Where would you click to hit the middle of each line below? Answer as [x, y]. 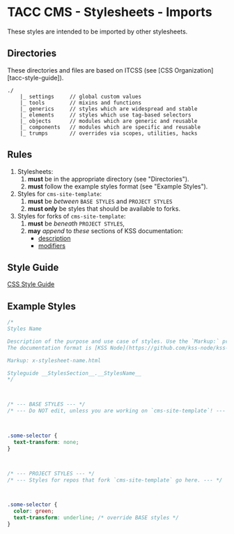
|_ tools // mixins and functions [80, 103]
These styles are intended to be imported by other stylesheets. [97, 31]
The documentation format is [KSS [57, 348]
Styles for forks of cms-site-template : [71, 216]
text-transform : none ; [46, 442]
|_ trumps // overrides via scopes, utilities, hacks [109, 133]
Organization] [194, 70]
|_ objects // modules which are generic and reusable [109, 121]
